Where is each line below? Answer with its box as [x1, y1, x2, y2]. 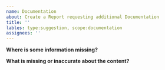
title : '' [6, 19, 31, 25]
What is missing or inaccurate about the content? [6, 58, 130, 65]
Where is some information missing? [6, 46, 98, 53]
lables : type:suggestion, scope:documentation [6, 24, 123, 31]
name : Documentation [6, 8, 57, 15]
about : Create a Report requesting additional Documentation [6, 14, 160, 20]
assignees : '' [6, 30, 41, 36]
